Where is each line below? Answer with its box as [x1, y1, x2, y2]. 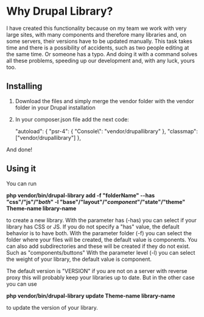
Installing [6, 81, 43, 92]
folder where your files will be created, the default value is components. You [6, 236, 198, 243]
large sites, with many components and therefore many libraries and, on [6, 31, 187, 38]
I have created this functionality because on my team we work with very [6, 24, 187, 32]
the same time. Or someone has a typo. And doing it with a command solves [6, 50, 198, 57]
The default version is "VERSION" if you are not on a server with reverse [6, 267, 188, 274]
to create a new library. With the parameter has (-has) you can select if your [6, 216, 197, 224]
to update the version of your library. [6, 304, 99, 311]
